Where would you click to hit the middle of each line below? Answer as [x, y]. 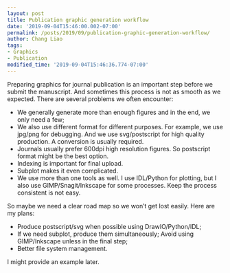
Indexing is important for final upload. [70, 163]
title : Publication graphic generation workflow [78, 20]
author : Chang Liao [35, 39]
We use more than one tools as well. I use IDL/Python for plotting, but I [117, 178]
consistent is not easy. [49, 193]
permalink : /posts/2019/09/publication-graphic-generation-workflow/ [109, 33]
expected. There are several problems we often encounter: [90, 99]
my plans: [21, 213]
